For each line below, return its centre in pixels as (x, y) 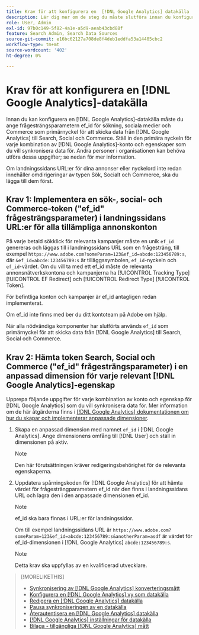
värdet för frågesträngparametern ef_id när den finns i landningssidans (101, 489)
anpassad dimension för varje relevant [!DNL (90, 375)
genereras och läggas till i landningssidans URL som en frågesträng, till (93, 248)
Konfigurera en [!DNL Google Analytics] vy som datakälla (99, 595)
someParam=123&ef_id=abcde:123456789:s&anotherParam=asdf (88, 537)
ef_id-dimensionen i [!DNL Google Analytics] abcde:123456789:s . (93, 543)
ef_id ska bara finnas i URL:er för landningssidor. (74, 518)
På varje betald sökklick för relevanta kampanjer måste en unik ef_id (90, 241)
